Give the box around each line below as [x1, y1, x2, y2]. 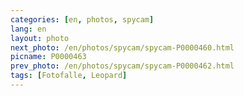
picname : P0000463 [10, 52, 87, 62]
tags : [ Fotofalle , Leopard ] [10, 71, 128, 81]
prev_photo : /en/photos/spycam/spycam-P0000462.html [10, 61, 235, 71]
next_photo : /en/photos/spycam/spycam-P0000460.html [10, 42, 235, 53]
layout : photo [10, 33, 70, 43]
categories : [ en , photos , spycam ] [10, 14, 155, 25]
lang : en [10, 24, 47, 34]
